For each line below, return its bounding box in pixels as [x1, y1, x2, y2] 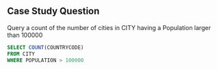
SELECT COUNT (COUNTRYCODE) [7, 44, 84, 51]
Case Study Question [7, 5, 100, 17]
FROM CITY [7, 51, 36, 57]
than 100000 [7, 31, 43, 39]
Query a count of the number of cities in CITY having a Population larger [7, 23, 211, 31]
